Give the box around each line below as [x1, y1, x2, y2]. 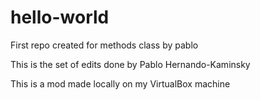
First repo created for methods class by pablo [10, 39, 199, 51]
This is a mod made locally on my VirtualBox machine [10, 77, 231, 90]
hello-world [10, 6, 110, 29]
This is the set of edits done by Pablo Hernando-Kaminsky [10, 58, 251, 70]
